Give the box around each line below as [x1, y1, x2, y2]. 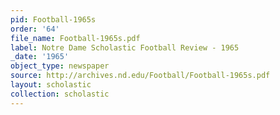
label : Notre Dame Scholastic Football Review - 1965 [10, 42, 240, 53]
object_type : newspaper [10, 61, 110, 71]
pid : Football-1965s [10, 14, 97, 25]
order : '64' [10, 24, 60, 34]
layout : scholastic [10, 80, 92, 90]
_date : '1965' [10, 52, 70, 62]
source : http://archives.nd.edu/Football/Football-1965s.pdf [10, 71, 271, 81]
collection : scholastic [10, 89, 110, 99]
